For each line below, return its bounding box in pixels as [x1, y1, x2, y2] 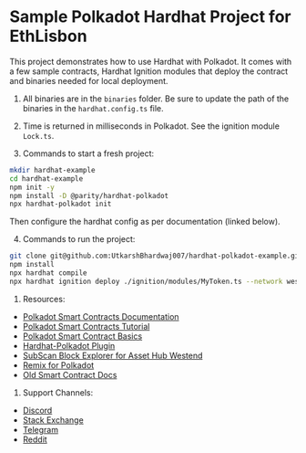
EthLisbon [9, 26, 88, 47]
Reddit [22, 434, 47, 445]
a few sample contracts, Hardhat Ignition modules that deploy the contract [9, 66, 289, 77]
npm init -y [9, 183, 55, 192]
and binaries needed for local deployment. [9, 75, 168, 86]
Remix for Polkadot [22, 359, 95, 371]
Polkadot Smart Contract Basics [22, 331, 143, 342]
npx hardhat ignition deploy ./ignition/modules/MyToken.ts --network [9, 277, 283, 286]
